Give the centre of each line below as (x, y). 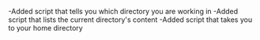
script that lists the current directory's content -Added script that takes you (130, 20)
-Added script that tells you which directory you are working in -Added (123, 11)
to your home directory (45, 28)
